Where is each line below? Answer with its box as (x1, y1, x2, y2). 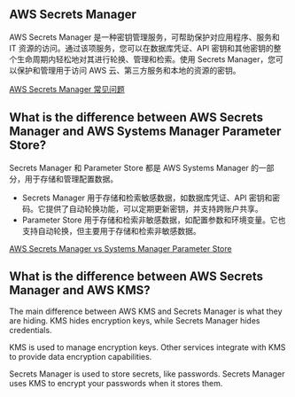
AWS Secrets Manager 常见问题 (9, 83, 126, 94)
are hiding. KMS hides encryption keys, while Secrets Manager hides (9, 315, 260, 326)
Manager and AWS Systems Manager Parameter (9, 124, 282, 139)
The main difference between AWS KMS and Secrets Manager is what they (9, 306, 283, 317)
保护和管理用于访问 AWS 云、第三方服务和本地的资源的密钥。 (16, 65, 241, 75)
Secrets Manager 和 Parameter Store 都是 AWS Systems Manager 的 (9, 162, 260, 173)
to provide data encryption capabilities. (9, 352, 152, 362)
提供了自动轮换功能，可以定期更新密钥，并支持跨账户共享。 (45, 203, 263, 214)
